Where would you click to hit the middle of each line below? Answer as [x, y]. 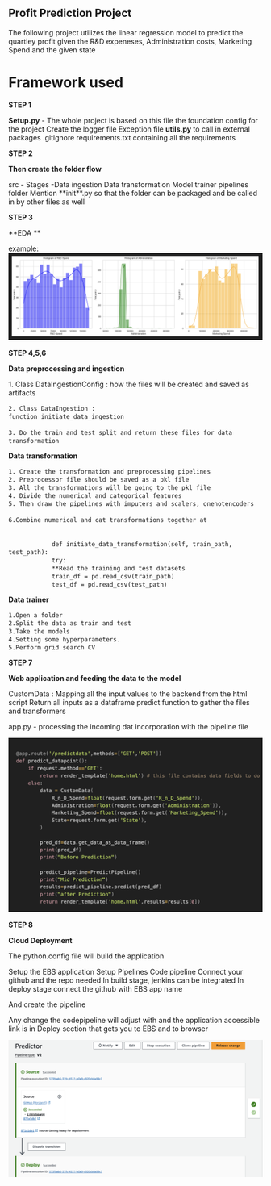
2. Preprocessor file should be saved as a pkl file [99, 480]
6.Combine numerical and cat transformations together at [108, 520]
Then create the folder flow [55, 169]
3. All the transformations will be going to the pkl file [110, 488]
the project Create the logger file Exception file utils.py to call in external [129, 129]
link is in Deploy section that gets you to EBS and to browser [108, 1029]
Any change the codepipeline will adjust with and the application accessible [134, 1021]
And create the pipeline [47, 1004]
